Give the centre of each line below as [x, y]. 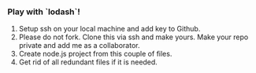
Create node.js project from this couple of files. [95, 54]
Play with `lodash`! [44, 12]
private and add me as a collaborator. [79, 46]
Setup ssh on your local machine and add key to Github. [109, 29]
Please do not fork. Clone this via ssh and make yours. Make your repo [134, 37]
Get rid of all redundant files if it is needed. [88, 62]
